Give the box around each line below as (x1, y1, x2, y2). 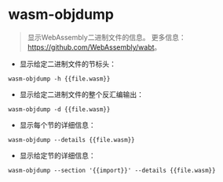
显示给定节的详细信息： (19, 150, 96, 160)
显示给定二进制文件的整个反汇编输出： (19, 89, 144, 99)
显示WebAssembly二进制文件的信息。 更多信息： (27, 32, 186, 42)
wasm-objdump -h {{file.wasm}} (8, 75, 111, 83)
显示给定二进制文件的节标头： (19, 59, 116, 69)
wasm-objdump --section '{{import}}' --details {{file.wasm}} (8, 166, 216, 174)
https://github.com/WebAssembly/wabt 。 (27, 42, 162, 52)
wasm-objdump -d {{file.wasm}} (8, 105, 111, 113)
